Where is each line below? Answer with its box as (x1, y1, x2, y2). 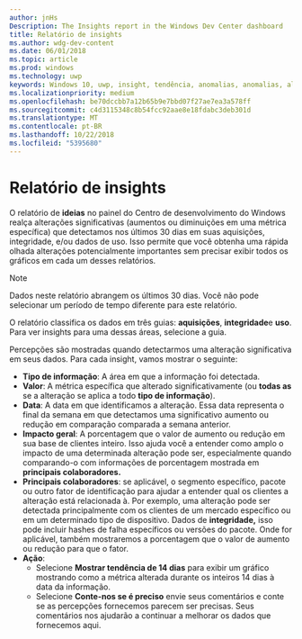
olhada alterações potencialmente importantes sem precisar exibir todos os (9, 245, 289, 256)
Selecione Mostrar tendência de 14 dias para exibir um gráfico (35, 562, 270, 572)
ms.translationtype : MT (9, 113, 99, 122)
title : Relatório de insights (9, 30, 123, 39)
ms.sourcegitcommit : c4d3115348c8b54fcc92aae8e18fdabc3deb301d (9, 105, 252, 114)
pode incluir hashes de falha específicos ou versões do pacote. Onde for (22, 524, 293, 535)
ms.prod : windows (9, 64, 75, 73)
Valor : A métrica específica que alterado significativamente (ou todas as (22, 380, 292, 391)
